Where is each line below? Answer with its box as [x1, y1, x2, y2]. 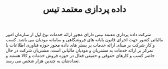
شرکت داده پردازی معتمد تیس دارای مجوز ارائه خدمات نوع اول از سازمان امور [5, 31, 151, 38]
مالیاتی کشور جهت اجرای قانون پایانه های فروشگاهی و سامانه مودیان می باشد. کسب [5, 37, 163, 43]
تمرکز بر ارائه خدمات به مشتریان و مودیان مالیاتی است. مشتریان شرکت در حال [5, 47, 153, 53]
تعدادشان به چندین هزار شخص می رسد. [5, 58, 80, 64]
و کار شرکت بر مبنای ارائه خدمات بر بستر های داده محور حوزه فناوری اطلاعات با [5, 42, 155, 48]
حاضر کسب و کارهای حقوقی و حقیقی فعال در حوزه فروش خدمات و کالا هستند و [5, 53, 155, 59]
